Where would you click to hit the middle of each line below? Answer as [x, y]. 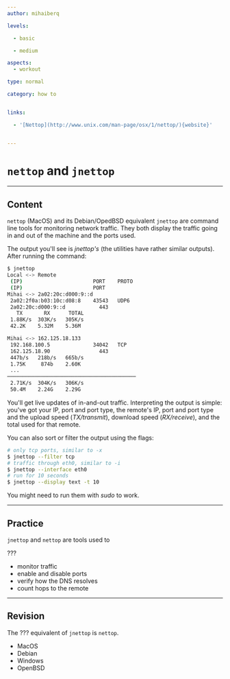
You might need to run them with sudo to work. [73, 495]
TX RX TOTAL [50, 313]
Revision [26, 616]
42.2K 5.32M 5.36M [45, 326]
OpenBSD [31, 668]
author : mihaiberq [33, 13]
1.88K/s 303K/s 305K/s [47, 320]
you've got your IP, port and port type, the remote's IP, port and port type [111, 409]
